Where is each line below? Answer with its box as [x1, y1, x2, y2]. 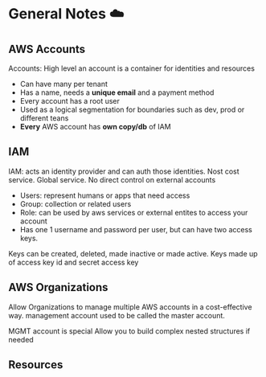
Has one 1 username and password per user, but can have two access [19, 224, 253, 234]
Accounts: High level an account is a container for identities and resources [8, 64, 256, 73]
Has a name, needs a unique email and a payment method [19, 88, 215, 97]
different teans [19, 113, 69, 123]
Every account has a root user [19, 96, 121, 105]
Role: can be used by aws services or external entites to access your [19, 207, 248, 217]
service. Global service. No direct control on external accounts [8, 174, 216, 184]
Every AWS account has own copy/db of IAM [19, 122, 171, 131]
